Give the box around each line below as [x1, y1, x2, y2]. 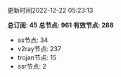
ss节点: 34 [17, 36, 49, 44]
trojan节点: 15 [17, 53, 57, 62]
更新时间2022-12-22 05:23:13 [7, 6, 94, 14]
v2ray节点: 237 [17, 45, 62, 52]
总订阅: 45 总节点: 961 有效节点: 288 [7, 21, 114, 29]
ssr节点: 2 [17, 62, 47, 70]
